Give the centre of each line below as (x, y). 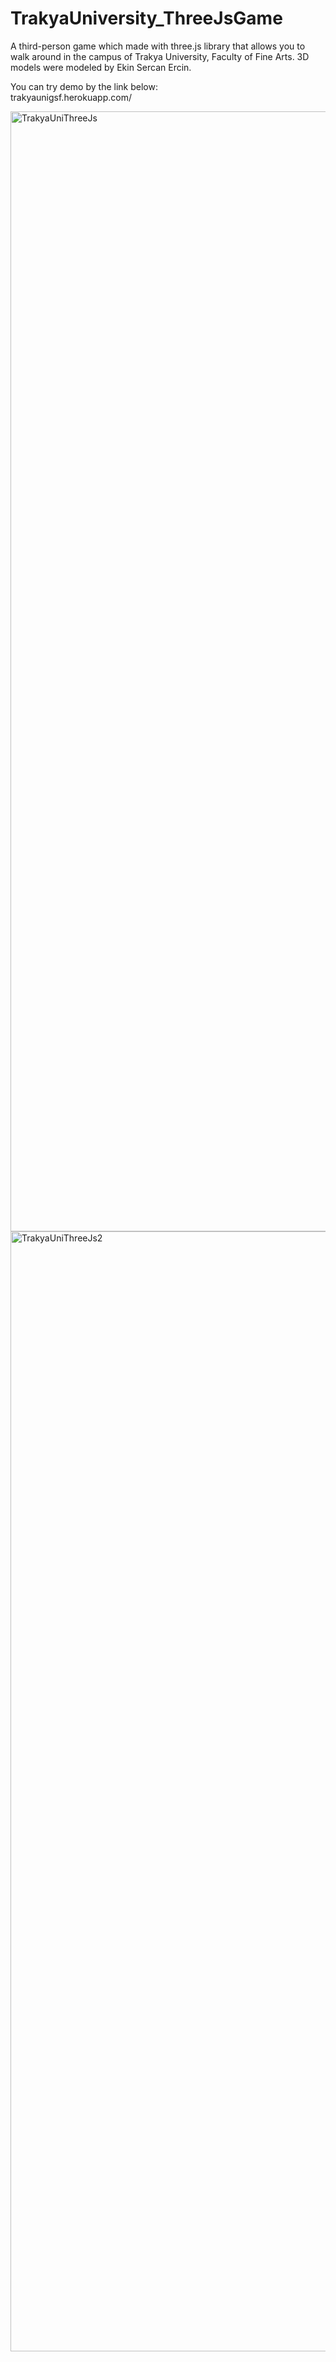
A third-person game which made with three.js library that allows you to (158, 46)
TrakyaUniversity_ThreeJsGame (146, 18)
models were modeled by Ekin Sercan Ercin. (101, 67)
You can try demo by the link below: (84, 86)
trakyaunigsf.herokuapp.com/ (71, 97)
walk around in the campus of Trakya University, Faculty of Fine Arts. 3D (160, 56)
